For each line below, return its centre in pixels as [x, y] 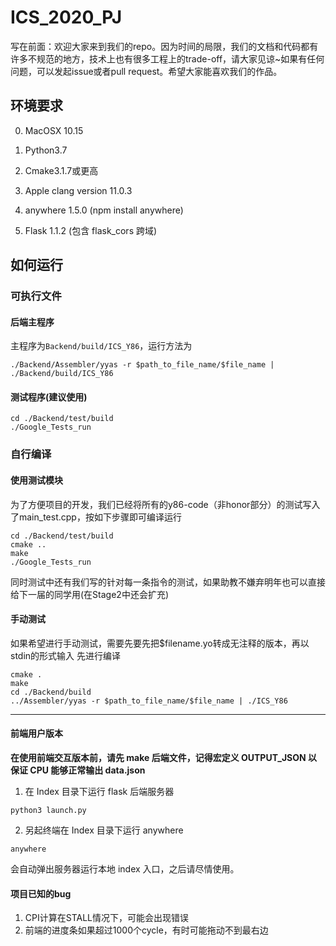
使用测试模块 [36, 480]
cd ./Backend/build [51, 692]
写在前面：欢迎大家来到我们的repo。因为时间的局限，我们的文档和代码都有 [164, 46]
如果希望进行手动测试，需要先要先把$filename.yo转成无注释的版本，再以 [160, 643]
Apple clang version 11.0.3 [78, 190]
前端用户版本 [36, 733]
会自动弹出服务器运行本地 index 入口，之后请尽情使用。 [125, 869]
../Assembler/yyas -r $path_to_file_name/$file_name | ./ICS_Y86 [149, 701]
